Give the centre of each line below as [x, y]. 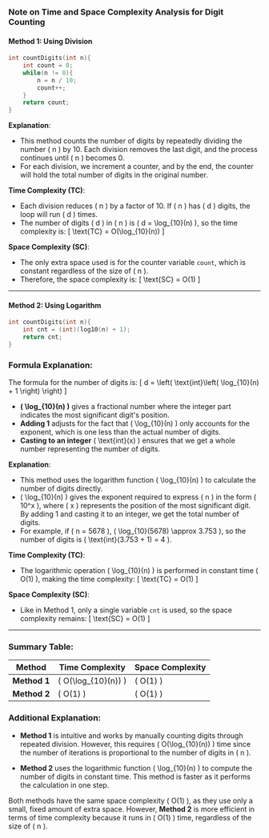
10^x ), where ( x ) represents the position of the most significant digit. [135, 506]
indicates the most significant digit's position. [94, 415]
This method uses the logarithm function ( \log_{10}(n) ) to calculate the [138, 480]
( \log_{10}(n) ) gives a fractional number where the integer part [125, 407]
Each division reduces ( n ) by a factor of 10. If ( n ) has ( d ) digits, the [135, 206]
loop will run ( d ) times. [59, 215]
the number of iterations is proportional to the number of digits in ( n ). [135, 752]
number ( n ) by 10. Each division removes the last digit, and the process [139, 150]
